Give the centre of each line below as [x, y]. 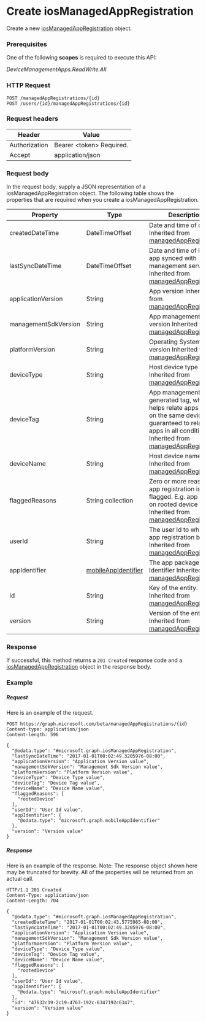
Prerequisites [27, 44]
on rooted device [174, 504]
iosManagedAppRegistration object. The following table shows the [90, 193]
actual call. [20, 879]
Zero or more [168, 482]
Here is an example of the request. [50, 713]
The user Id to [169, 530]
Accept [20, 155]
